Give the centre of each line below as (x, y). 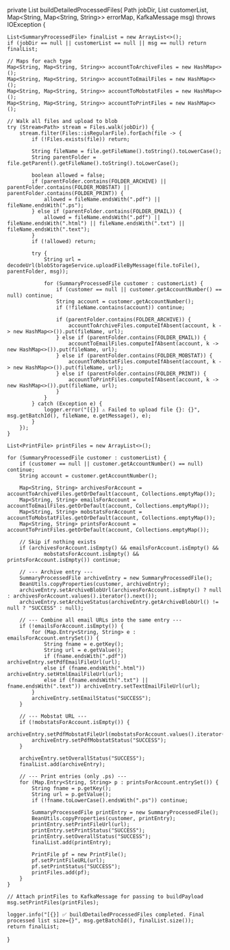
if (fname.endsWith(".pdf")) (85, 656)
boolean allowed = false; (69, 175)
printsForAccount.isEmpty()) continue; (64, 560)
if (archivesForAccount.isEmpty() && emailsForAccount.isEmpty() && (119, 548)
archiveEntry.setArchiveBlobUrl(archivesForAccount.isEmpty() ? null (121, 590)
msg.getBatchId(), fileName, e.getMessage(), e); (79, 416)
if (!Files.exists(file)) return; (81, 139)
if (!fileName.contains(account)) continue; (120, 308)
